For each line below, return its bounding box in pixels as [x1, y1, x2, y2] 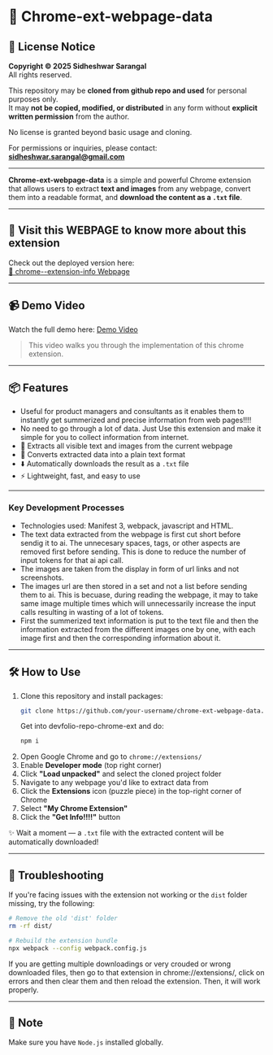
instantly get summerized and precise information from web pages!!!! [19, 415, 252, 425]
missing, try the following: [8, 899, 95, 909]
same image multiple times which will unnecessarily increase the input [19, 598, 256, 608]
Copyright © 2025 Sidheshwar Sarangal [8, 61, 147, 71]
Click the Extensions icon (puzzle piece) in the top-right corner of [19, 787, 242, 796]
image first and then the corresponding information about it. [19, 633, 221, 643]
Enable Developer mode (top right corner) [19, 761, 162, 770]
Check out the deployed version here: [8, 258, 135, 268]
